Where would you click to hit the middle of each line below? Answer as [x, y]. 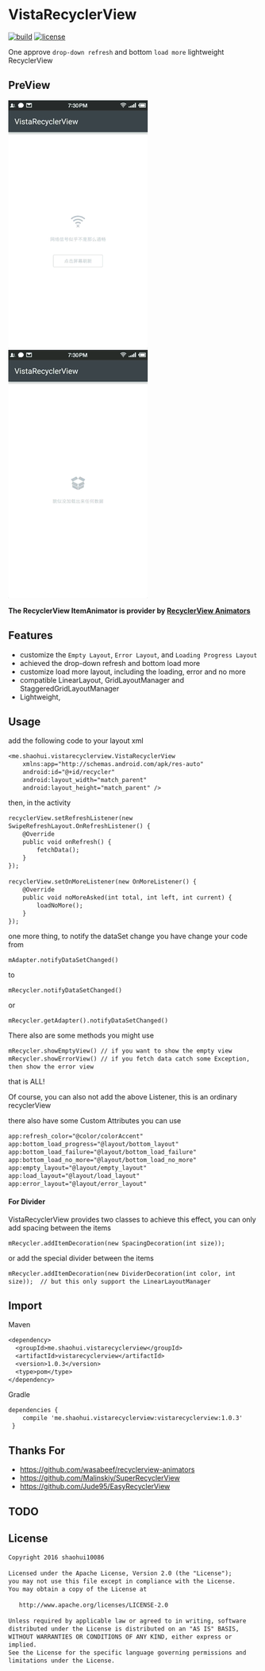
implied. [23, 1645]
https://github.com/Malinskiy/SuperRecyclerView [100, 1478]
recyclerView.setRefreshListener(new [71, 818]
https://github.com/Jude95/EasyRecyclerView [95, 1487]
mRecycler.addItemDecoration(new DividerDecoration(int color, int [122, 1273]
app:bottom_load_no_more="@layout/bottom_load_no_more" [102, 1161]
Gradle [19, 1395]
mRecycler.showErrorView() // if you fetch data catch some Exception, [129, 1059]
